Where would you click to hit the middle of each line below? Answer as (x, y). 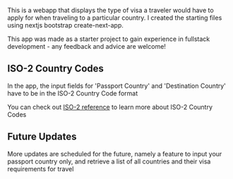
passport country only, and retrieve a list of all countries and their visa (109, 161)
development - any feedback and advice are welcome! (86, 46)
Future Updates (42, 137)
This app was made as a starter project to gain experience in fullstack (109, 39)
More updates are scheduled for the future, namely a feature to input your (115, 154)
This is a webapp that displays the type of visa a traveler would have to (110, 10)
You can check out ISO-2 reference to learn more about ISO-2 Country (110, 107)
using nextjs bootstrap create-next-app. (65, 25)
